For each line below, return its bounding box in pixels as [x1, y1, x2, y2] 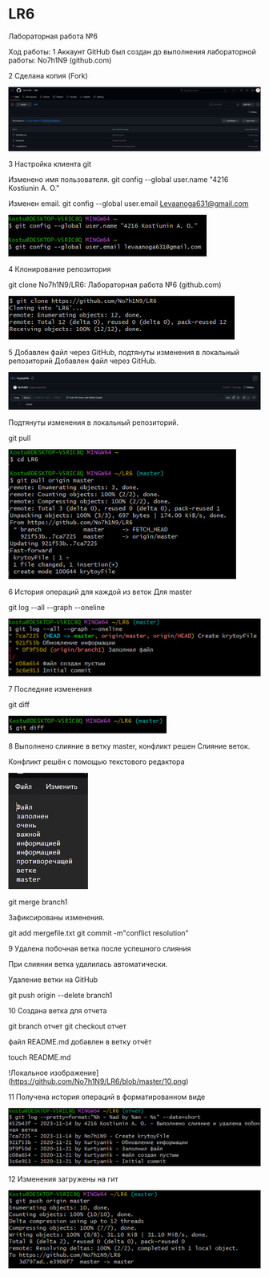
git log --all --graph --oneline [8, 602, 106, 612]
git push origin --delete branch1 [8, 990, 113, 1000]
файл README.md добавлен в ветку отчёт [8, 1037, 152, 1046]
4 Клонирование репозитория [8, 264, 111, 273]
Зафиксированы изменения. [8, 912, 106, 922]
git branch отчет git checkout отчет [8, 1021, 126, 1031]
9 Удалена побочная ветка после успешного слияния [8, 944, 191, 953]
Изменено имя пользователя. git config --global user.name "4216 [8, 174, 229, 184]
